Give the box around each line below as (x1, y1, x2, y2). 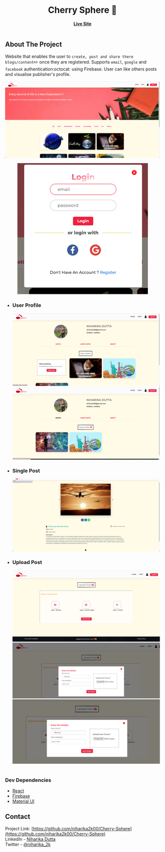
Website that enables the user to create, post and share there (5, 53, 134, 59)
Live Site (73, 21, 92, 27)
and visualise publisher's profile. (5, 71, 71, 77)
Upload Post (12, 559, 43, 566)
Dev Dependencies (5, 777, 52, 783)
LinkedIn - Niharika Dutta (5, 836, 55, 842)
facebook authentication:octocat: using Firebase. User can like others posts (5, 66, 157, 72)
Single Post (12, 467, 40, 474)
